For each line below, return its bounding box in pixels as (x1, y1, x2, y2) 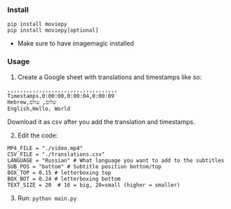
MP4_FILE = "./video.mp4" (7, 144, 83, 151)
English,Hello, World (7, 105, 71, 112)
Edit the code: (17, 131, 58, 140)
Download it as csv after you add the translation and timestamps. (7, 117, 195, 126)
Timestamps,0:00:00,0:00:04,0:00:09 (7, 93, 114, 100)
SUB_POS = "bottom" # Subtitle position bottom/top (7, 163, 161, 170)
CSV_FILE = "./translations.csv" (7, 151, 105, 158)
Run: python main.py (17, 194, 77, 202)
